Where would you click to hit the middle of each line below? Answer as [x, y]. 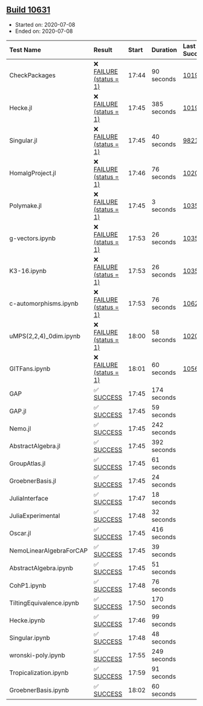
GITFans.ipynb [30, 368]
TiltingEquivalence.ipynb [44, 603]
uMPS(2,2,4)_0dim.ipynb [45, 336]
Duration [164, 50]
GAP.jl [18, 411]
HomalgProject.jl [33, 173]
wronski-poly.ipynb [37, 655]
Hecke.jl [21, 107]
